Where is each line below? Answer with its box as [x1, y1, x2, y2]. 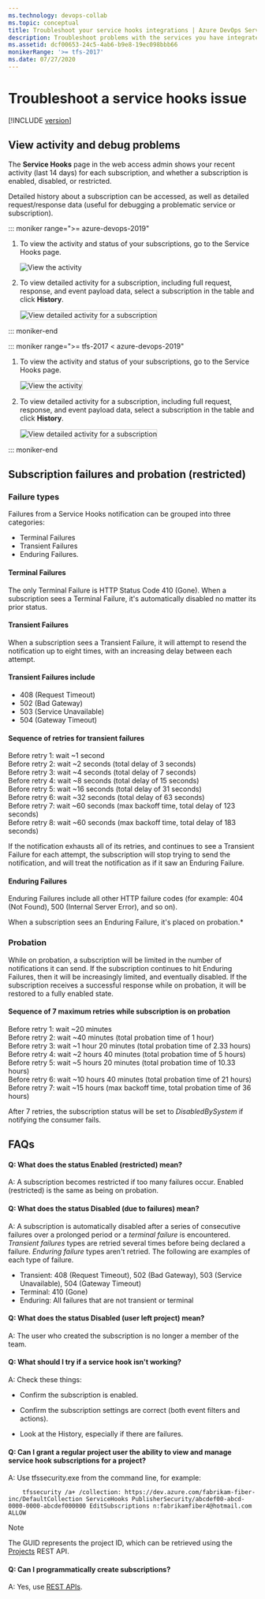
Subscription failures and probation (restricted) [8, 468, 247, 481]
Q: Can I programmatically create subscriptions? [8, 1564, 171, 1574]
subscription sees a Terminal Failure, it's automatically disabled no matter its [8, 593, 256, 603]
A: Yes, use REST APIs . [8, 1582, 83, 1592]
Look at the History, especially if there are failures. [19, 1429, 184, 1439]
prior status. [8, 602, 48, 611]
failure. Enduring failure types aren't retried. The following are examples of [8, 1246, 251, 1256]
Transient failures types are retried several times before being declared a [8, 1238, 246, 1247]
